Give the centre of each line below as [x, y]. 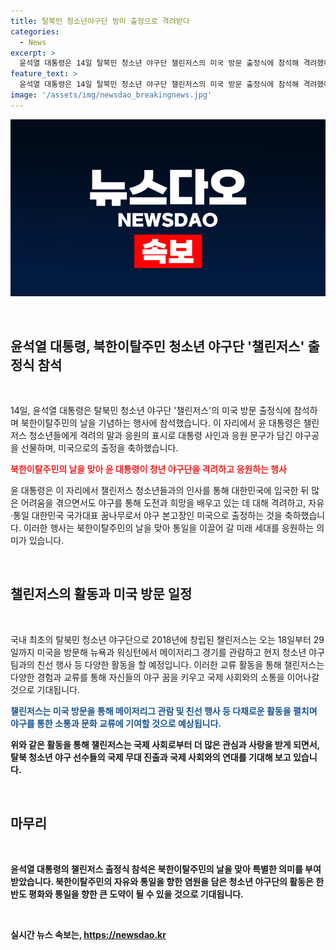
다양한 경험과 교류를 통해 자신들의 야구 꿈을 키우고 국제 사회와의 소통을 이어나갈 [165, 677]
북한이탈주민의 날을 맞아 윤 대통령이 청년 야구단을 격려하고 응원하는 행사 [148, 469]
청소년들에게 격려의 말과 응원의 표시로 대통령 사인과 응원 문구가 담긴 [160, 436]
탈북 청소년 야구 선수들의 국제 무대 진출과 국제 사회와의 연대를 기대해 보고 [151, 757]
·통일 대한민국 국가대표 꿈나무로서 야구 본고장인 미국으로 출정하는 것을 [146, 516]
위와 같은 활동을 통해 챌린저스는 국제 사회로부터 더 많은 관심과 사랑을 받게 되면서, [165, 744]
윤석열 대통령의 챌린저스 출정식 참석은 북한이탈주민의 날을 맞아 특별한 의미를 [156, 869]
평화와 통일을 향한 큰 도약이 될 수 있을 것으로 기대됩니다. [136, 894]
